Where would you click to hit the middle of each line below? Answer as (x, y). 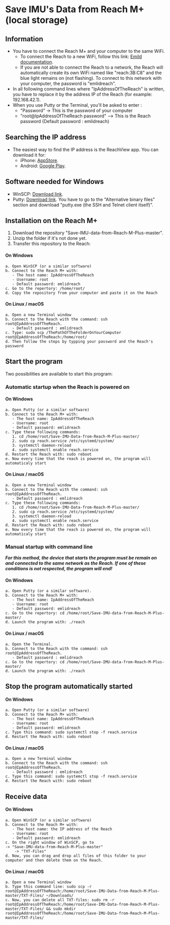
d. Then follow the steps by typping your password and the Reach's (79, 342)
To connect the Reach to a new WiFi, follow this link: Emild (81, 56)
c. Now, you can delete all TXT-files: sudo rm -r (60, 900)
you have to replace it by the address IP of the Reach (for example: (82, 94)
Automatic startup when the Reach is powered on (67, 387)
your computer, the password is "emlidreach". (68, 83)
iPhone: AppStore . (39, 160)
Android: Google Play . (43, 166)
